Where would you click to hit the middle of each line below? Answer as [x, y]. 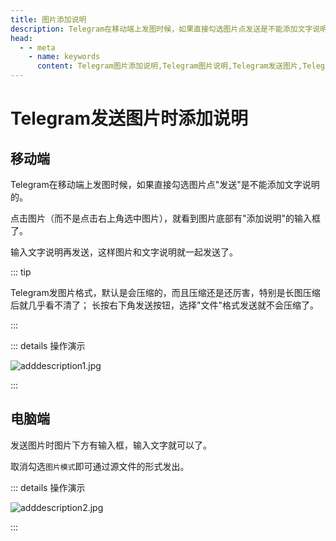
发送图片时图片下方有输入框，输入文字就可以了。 [111, 445]
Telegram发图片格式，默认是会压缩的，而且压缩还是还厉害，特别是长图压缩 [165, 292]
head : [21, 38]
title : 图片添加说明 [48, 19]
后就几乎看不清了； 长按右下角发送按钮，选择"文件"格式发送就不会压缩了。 [164, 305]
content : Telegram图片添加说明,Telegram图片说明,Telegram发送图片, [169, 66]
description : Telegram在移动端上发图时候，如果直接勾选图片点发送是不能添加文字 [161, 29]
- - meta [37, 47]
